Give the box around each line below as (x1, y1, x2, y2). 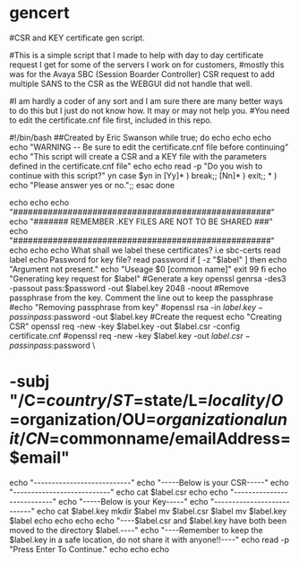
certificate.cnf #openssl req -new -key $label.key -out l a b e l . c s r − (9, 330, 251, 341)
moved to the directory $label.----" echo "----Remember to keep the (9, 524, 263, 535)
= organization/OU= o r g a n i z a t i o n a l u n (9, 410, 288, 430)
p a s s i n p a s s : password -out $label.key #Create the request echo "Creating (9, 311, 282, 322)
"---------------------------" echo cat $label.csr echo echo (9, 487, 228, 497)
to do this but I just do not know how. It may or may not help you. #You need (9, 105, 290, 116)
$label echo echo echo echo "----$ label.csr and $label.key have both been (9, 514, 287, 526)
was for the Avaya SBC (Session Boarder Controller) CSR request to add (9, 68, 275, 79)
